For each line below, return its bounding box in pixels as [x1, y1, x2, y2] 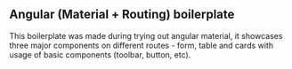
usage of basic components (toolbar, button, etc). [9, 49, 191, 60]
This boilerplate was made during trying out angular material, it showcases [9, 30, 283, 41]
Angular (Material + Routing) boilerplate [9, 7, 235, 22]
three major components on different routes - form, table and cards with [9, 40, 274, 50]
